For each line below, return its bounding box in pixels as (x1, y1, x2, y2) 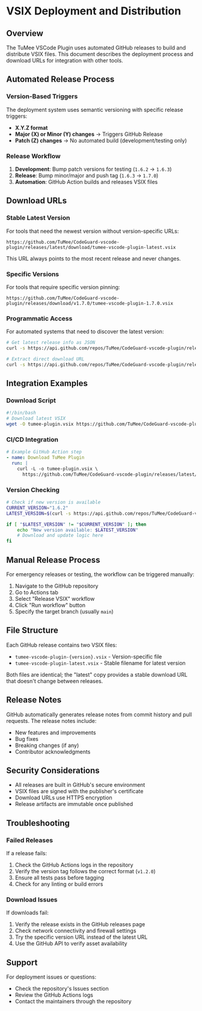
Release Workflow (6, 152, 61, 160)
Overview (6, 28, 44, 38)
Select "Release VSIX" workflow (14, 595, 95, 602)
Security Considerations (6, 766, 100, 775)
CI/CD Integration (6, 435, 59, 443)
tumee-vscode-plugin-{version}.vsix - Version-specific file (14, 653, 162, 660)
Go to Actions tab (14, 588, 59, 596)
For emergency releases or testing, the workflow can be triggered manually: (6, 570, 194, 578)
